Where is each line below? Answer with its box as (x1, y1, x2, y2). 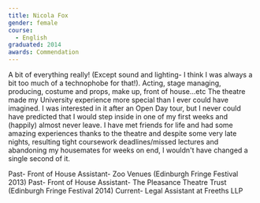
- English (15, 33, 47, 42)
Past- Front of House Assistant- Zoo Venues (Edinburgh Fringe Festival (8, 169, 239, 179)
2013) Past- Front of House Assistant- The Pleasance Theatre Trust (8, 178, 227, 186)
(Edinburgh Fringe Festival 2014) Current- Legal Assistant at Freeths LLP (8, 186, 243, 195)
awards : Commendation (8, 48, 80, 56)
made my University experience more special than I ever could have (8, 96, 229, 104)
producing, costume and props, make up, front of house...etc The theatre (8, 87, 246, 96)
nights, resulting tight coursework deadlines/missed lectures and (8, 137, 219, 146)
